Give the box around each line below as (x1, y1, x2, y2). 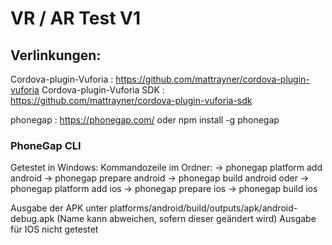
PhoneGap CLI (10, 138, 82, 152)
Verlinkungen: (10, 47, 102, 64)
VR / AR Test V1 (10, 7, 142, 30)
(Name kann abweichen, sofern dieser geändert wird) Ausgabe (56, 213, 317, 225)
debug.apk (10, 213, 55, 225)
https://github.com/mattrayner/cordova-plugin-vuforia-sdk (10, 95, 253, 106)
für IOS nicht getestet (10, 223, 99, 236)
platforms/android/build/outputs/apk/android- (109, 202, 298, 214)
